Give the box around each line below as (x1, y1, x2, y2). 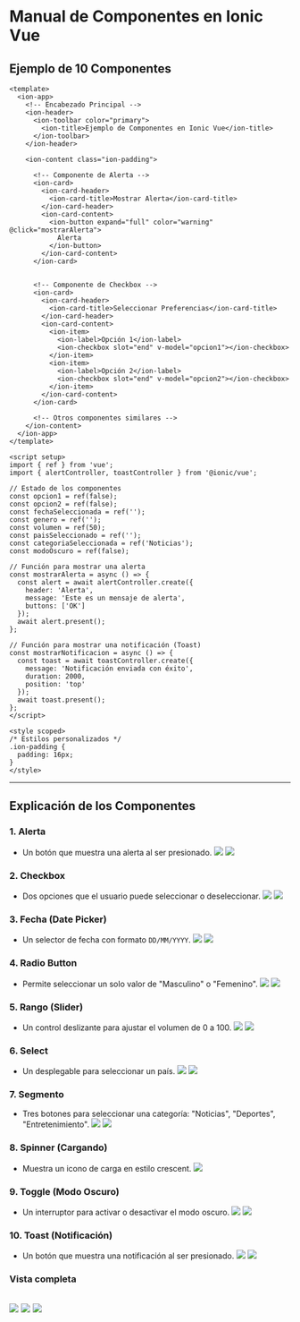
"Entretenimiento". (21, 1119, 90, 1130)
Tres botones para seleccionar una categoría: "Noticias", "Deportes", (21, 1108, 276, 1120)
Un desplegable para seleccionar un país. (21, 1066, 176, 1077)
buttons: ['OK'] (25, 601, 87, 610)
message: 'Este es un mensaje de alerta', (25, 593, 186, 602)
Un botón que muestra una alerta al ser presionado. (21, 847, 212, 857)
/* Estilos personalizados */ (9, 735, 122, 744)
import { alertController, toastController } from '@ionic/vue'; (9, 468, 257, 477)
